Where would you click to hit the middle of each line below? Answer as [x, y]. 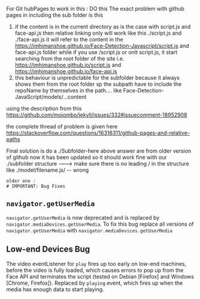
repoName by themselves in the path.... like [68, 90]
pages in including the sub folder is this [55, 15]
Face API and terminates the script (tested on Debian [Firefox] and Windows [100, 276]
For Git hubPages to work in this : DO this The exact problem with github [95, 9]
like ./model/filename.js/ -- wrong [48, 170]
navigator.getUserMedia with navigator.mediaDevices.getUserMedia [89, 230]
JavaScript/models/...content [51, 97]
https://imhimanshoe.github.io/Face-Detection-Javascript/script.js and [102, 46]
